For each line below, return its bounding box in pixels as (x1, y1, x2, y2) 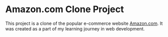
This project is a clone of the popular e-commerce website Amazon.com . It (5, 20, 163, 26)
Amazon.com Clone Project (5, 4, 124, 15)
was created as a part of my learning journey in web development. (5, 25, 145, 31)
